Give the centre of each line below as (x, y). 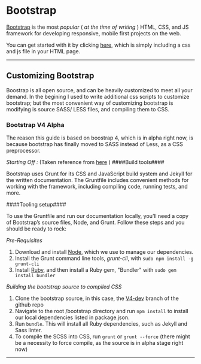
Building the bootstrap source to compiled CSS (64, 287)
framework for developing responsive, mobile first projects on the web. (94, 33)
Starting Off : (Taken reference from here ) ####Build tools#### (85, 162)
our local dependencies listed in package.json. (72, 317)
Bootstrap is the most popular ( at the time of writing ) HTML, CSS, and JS (98, 27)
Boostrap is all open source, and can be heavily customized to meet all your (100, 90)
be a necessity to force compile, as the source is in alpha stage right (99, 343)
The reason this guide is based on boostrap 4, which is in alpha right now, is (100, 138)
